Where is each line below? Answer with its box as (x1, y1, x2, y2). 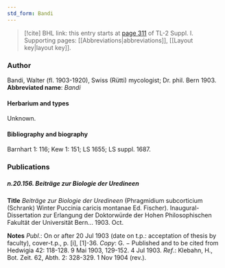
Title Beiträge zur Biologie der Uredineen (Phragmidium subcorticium (7, 197, 204, 205)
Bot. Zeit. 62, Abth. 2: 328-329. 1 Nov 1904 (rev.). (7, 254, 147, 262)
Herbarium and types (7, 99, 70, 107)
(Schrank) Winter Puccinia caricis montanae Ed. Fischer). (7, 204, 169, 212)
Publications (7, 162, 50, 172)
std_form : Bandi (7, 10, 54, 17)
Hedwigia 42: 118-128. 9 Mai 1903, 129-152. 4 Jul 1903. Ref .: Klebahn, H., (7, 246, 213, 254)
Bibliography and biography (7, 130, 88, 138)
